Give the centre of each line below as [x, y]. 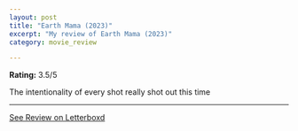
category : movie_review [53, 42]
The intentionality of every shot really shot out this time [110, 92]
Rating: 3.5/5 [33, 75]
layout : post [33, 17]
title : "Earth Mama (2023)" [61, 26]
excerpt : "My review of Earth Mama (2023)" [91, 34]
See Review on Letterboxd [57, 118]
